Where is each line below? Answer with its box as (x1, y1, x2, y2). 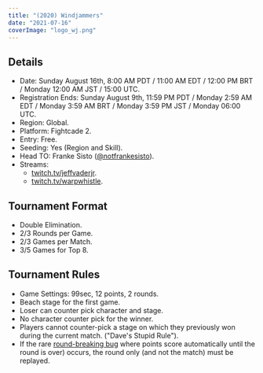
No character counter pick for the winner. (19, 314, 154, 323)
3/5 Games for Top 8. (19, 246, 89, 254)
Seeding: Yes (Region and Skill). (19, 143, 123, 153)
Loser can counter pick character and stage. (19, 305, 163, 315)
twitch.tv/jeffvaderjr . (31, 168, 97, 178)
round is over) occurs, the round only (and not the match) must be (19, 347, 234, 356)
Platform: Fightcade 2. (19, 127, 92, 136)
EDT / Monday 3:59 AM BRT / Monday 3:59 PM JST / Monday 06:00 (19, 102, 241, 111)
